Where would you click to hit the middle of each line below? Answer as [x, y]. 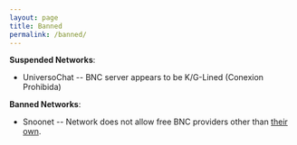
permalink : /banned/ [48, 34]
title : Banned [36, 26]
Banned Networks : [45, 104]
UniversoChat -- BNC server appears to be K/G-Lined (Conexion [143, 77]
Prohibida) [42, 87]
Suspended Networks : [53, 60]
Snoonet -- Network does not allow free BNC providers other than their [155, 122]
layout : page [34, 18]
